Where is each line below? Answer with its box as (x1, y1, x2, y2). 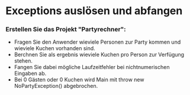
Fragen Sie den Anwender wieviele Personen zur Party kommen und (14, 38, 181, 45)
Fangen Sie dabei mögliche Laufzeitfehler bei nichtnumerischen (14, 64, 170, 71)
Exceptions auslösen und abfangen (5, 4, 183, 18)
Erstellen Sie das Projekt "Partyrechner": (5, 25, 127, 34)
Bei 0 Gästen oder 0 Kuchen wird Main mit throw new (14, 76, 144, 83)
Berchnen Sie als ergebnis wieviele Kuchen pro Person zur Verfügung (14, 51, 185, 58)
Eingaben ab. (14, 70, 47, 77)
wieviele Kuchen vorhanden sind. (14, 45, 95, 52)
